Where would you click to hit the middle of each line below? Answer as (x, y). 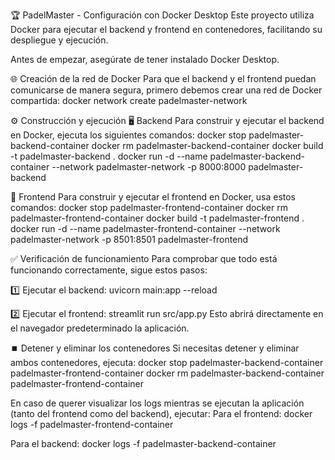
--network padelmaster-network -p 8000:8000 (149, 167)
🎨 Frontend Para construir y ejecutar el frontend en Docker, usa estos (153, 197)
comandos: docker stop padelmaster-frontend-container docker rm (149, 207)
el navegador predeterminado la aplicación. (100, 328)
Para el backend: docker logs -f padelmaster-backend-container (143, 443)
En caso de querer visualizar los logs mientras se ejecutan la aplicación (157, 403)
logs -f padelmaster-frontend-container (92, 424)
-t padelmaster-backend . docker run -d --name (109, 156)
